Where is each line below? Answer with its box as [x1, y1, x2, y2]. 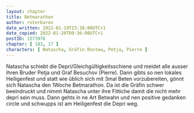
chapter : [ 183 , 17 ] [6, 42, 59, 47]
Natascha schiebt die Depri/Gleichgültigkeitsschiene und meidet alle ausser [6, 63, 188, 70]
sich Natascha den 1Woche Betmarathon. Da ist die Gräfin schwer [6, 81, 165, 88]
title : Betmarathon [6, 14, 54, 20]
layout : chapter [6, 8, 46, 15]
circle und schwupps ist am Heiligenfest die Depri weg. [6, 100, 139, 107]
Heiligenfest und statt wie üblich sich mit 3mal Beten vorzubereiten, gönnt [6, 75, 184, 82]
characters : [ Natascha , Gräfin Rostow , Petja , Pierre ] [6, 47, 148, 53]
